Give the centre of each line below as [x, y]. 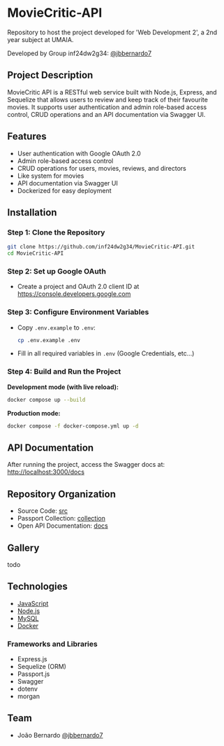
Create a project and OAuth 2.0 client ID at [78, 287]
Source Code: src [43, 511]
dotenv [28, 689]
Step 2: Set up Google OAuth [57, 271]
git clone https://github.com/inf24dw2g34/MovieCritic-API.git [101, 247]
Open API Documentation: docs [62, 526]
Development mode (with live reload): [63, 387]
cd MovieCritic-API [36, 253]
